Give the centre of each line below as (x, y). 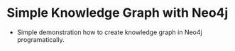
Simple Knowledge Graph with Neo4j (117, 13)
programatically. (40, 39)
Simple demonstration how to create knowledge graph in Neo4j (110, 32)
